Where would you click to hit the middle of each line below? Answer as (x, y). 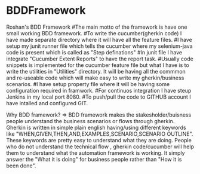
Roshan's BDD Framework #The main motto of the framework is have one (97, 27)
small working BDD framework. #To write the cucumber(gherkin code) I (94, 33)
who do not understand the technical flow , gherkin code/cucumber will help (100, 146)
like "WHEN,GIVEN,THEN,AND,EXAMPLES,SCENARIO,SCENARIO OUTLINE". (100, 134)
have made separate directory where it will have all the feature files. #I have (99, 39)
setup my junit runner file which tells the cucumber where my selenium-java (99, 46)
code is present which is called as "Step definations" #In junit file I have (94, 52)
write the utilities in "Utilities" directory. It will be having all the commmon (96, 71)
